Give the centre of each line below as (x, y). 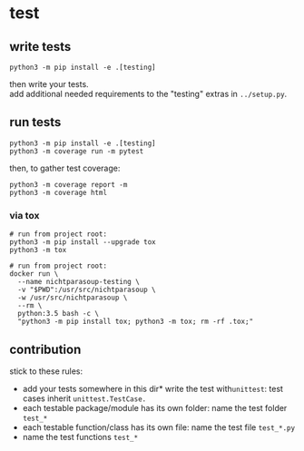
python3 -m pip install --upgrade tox (83, 242)
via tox (25, 215)
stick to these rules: (46, 371)
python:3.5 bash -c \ (59, 314)
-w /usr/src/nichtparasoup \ (73, 298)
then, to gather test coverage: (65, 168)
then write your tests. (49, 84)
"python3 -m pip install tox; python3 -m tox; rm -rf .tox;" (136, 322)
